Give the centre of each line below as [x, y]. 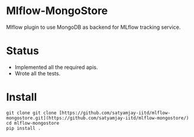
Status [23, 51]
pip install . [24, 128]
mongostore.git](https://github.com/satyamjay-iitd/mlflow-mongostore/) [98, 118]
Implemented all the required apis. [56, 67]
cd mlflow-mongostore [33, 123]
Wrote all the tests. [38, 73]
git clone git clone [32, 113]
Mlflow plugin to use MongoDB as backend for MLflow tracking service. [93, 27]
